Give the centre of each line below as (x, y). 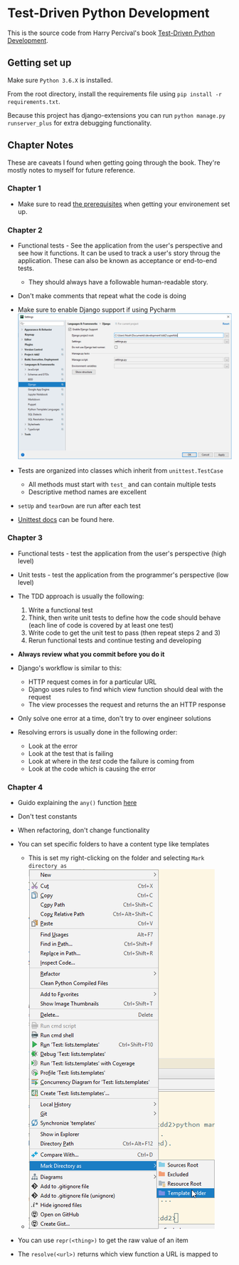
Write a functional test (61, 610)
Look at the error (53, 746)
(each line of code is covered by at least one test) (101, 625)
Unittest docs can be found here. (66, 519)
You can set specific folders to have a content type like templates (113, 844)
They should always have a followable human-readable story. (118, 282)
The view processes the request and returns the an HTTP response (127, 705)
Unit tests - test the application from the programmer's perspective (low (123, 575)
